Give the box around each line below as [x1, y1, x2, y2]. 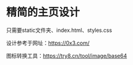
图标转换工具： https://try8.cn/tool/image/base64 [6, 52, 127, 59]
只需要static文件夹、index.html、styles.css [6, 26, 113, 34]
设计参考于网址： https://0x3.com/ [6, 39, 90, 46]
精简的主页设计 [6, 5, 80, 19]
